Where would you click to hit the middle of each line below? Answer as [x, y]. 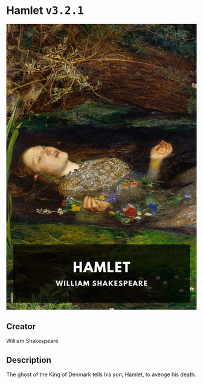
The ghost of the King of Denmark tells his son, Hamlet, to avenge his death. [101, 374]
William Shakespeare [32, 341]
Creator [21, 327]
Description [29, 360]
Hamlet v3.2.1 [45, 11]
